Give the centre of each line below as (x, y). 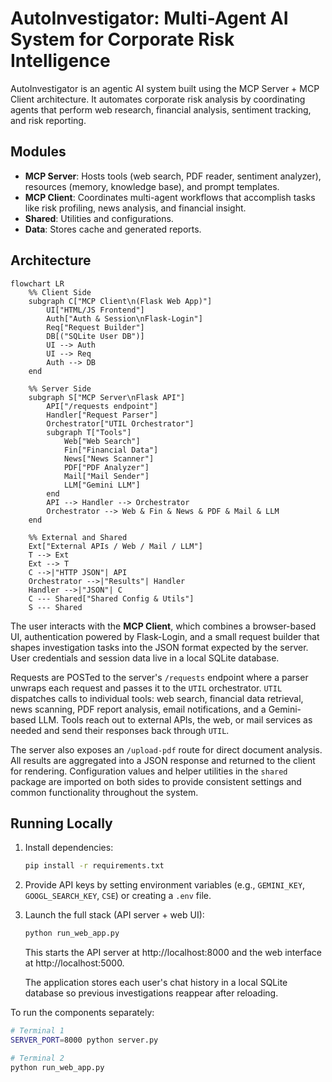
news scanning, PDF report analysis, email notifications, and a (138, 709)
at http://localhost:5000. (74, 963)
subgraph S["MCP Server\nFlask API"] (107, 397)
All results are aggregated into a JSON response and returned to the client (163, 760)
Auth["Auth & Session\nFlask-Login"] (124, 318)
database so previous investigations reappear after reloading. (151, 993)
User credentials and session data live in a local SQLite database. (145, 658)
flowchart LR (37, 283)
